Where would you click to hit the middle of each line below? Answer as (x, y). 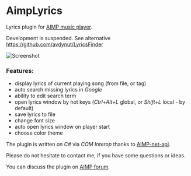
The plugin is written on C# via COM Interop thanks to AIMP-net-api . (88, 145)
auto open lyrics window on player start (62, 127)
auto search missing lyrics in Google (58, 90)
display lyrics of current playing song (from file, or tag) (80, 83)
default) (24, 108)
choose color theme (39, 133)
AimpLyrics (34, 11)
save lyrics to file (35, 114)
